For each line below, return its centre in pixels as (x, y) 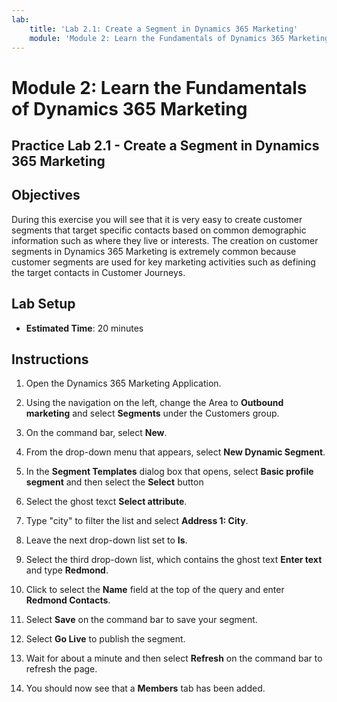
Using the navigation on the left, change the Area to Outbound (154, 403)
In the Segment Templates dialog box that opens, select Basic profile (169, 472)
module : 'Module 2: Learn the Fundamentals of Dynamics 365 (157, 38)
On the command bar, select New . (96, 433)
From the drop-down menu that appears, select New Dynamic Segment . (175, 452)
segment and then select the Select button (114, 482)
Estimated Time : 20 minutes (84, 328)
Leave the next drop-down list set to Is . (106, 540)
